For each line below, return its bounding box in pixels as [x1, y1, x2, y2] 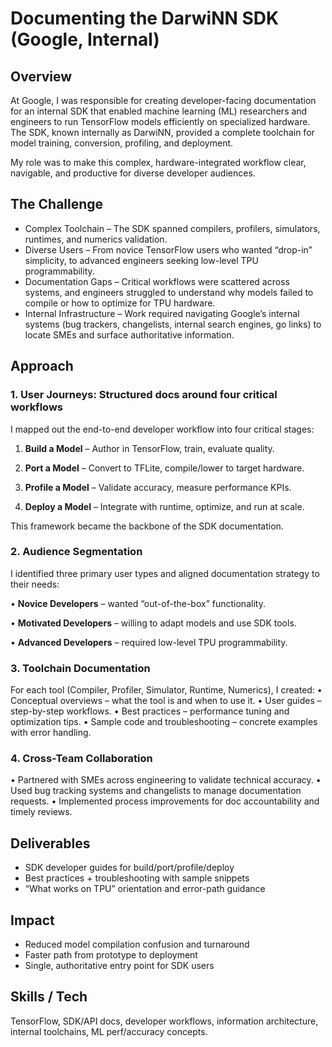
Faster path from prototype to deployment [24, 949, 198, 961]
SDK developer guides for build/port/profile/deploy [24, 862, 235, 874]
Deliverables [10, 835, 91, 852]
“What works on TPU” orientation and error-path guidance [24, 883, 266, 895]
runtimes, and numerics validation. [24, 233, 168, 245]
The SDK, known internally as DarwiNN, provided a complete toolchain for [10, 127, 315, 138]
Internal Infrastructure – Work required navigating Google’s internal [24, 307, 300, 319]
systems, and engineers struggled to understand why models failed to [24, 286, 314, 298]
